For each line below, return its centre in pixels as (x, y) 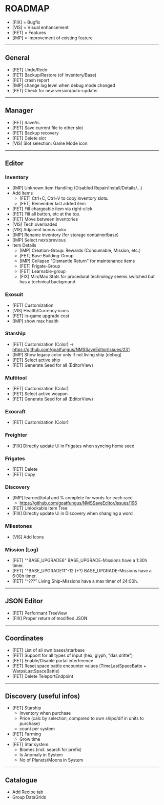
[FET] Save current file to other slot (47, 128)
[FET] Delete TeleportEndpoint (43, 676)
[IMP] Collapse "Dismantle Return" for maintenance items (77, 261)
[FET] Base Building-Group (47, 256)
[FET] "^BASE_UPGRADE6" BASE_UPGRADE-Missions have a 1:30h (80, 560)
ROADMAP (27, 9)
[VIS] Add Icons (28, 537)
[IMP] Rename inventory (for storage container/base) (65, 235)
